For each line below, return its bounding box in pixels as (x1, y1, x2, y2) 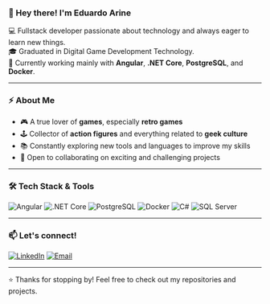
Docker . (8, 67, 35, 76)
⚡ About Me (8, 95, 55, 106)
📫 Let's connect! (8, 229, 77, 240)
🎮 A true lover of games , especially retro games (19, 117, 183, 126)
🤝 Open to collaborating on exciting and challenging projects (19, 152, 221, 162)
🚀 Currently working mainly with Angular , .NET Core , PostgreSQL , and (8, 58, 243, 68)
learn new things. (8, 38, 66, 47)
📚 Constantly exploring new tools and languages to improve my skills (19, 141, 251, 150)
